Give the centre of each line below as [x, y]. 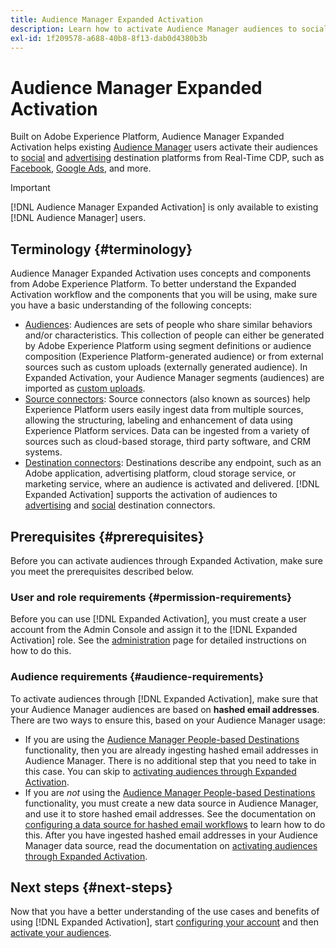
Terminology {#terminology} [101, 249]
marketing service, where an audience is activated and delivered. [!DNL [172, 484]
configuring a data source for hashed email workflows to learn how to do [175, 824]
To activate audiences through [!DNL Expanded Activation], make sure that [164, 698]
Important [30, 188]
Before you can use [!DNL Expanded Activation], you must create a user [158, 619]
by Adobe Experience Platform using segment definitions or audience [168, 346]
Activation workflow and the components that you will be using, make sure [164, 295]
